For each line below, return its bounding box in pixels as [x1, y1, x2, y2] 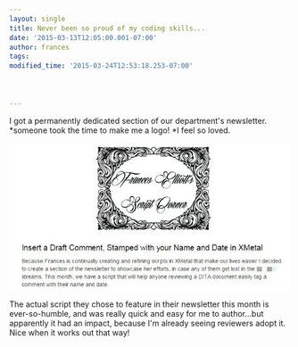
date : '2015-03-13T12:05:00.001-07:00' [9, 33, 158, 42]
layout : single [9, 14, 66, 23]
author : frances [9, 43, 70, 52]
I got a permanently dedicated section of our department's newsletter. [9, 115, 268, 126]
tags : [9, 52, 29, 62]
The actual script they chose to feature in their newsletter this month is [9, 299, 269, 310]
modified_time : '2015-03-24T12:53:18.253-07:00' [9, 62, 194, 70]
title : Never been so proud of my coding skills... [9, 23, 205, 33]
